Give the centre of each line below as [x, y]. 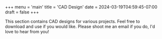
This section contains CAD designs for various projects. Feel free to [73, 21]
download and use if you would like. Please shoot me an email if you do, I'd [80, 26]
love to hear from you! [27, 32]
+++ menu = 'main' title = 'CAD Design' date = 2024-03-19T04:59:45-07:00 [81, 7]
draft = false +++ [22, 12]
